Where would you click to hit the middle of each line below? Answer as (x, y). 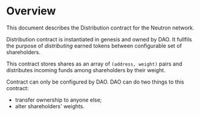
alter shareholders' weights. (50, 106)
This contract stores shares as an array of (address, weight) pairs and (94, 64)
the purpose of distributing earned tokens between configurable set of (94, 46)
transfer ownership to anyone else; (58, 100)
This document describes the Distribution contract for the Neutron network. (100, 28)
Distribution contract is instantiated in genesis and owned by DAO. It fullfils (99, 39)
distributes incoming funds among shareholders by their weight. (86, 70)
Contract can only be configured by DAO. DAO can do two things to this (95, 82)
